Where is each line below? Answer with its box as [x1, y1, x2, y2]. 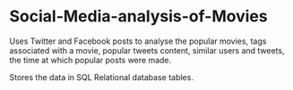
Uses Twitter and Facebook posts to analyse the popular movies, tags [9, 36, 267, 46]
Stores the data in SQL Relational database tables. [9, 71, 194, 82]
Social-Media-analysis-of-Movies [9, 6, 268, 27]
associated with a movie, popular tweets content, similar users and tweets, [9, 45, 285, 55]
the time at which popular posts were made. [9, 54, 172, 65]
